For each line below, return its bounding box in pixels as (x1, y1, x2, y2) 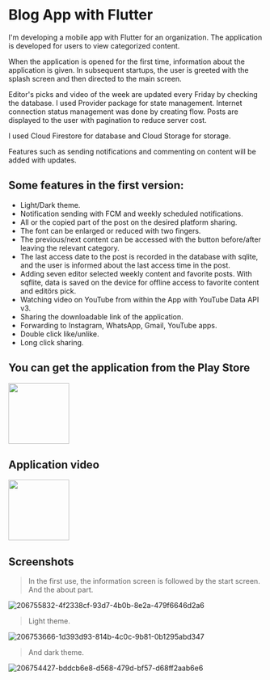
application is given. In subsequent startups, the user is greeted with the (8, 65, 249, 74)
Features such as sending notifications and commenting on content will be (8, 146, 256, 156)
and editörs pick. (19, 285, 77, 296)
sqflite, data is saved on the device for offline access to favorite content (19, 277, 259, 287)
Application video (8, 458, 99, 471)
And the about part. (27, 585, 94, 595)
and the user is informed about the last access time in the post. (19, 260, 230, 270)
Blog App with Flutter (8, 6, 154, 24)
